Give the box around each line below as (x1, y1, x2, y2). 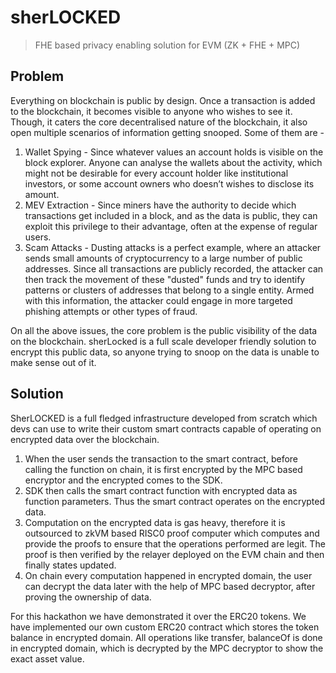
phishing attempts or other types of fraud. (24, 305, 198, 317)
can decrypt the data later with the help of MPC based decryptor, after (24, 580, 316, 592)
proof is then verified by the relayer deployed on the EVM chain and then (24, 548, 325, 560)
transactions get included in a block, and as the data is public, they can (24, 209, 318, 221)
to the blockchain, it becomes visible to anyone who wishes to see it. (10, 105, 293, 117)
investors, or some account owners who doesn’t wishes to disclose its (24, 177, 315, 190)
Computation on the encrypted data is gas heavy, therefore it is (24, 516, 286, 528)
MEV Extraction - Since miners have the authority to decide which (24, 199, 297, 211)
